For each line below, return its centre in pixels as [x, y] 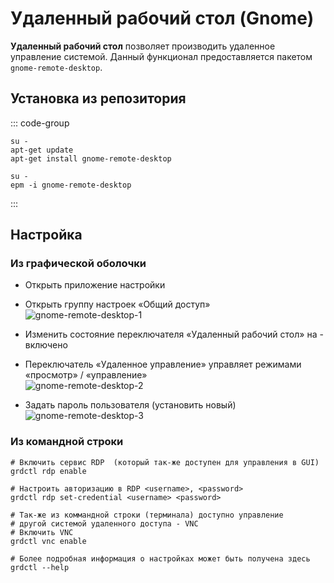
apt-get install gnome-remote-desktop [91, 158]
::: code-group [40, 123]
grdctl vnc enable [48, 541]
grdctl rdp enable [48, 471]
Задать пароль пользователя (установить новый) [130, 405]
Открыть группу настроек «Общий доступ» [117, 304]
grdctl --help [40, 567]
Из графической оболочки [78, 264]
